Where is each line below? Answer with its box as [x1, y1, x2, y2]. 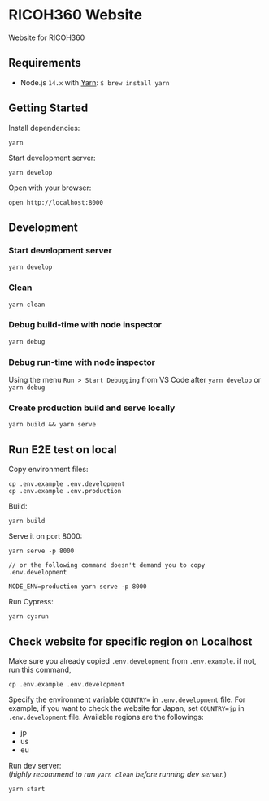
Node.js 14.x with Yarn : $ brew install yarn [20, 77, 170, 87]
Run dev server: [8, 761, 62, 771]
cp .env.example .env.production [8, 487, 122, 496]
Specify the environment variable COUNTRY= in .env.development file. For [8, 695, 246, 704]
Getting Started [8, 102, 89, 115]
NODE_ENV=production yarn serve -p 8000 [8, 582, 148, 591]
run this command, [8, 665, 72, 675]
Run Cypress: [8, 597, 54, 607]
